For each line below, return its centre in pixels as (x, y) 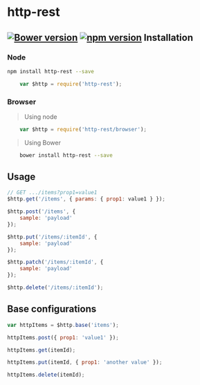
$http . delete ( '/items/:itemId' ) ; (55, 288)
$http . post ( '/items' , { (42, 212)
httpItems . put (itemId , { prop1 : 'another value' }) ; (85, 363)
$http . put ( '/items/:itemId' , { (52, 237)
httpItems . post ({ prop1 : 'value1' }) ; (63, 337)
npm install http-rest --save (51, 71)
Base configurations (52, 309)
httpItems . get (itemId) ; (42, 350)
